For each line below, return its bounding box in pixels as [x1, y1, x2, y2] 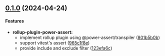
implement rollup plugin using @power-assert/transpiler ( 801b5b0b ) [19, 34, 160, 40]
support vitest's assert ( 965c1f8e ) [19, 39, 90, 45]
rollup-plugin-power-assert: [12, 29, 73, 35]
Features [5, 17, 24, 24]
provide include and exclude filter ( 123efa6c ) [19, 45, 112, 51]
